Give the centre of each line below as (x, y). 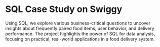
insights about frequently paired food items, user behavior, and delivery (80, 28)
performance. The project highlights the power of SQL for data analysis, (80, 33)
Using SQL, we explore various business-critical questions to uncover (78, 23)
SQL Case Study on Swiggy (64, 9)
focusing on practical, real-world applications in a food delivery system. (80, 39)
